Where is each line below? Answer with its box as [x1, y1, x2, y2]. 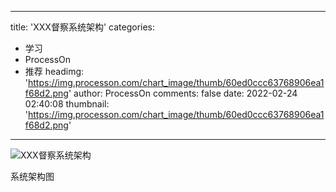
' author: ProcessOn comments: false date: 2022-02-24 [68, 87, 298, 99]
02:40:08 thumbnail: [24, 98, 110, 110]
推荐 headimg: [24, 66, 85, 77]
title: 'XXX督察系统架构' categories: [10, 21, 156, 33]
